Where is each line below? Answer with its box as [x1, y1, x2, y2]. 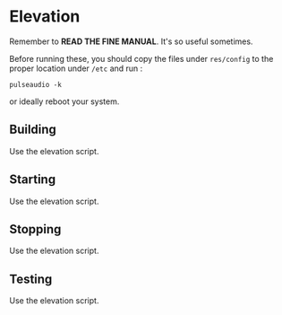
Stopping [9, 222, 62, 237]
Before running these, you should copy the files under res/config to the [9, 53, 274, 64]
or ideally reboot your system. [9, 96, 120, 107]
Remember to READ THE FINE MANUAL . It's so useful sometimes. [9, 36, 253, 47]
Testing [9, 271, 53, 286]
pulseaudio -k [9, 80, 63, 89]
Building [9, 122, 56, 137]
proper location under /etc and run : [9, 63, 143, 74]
